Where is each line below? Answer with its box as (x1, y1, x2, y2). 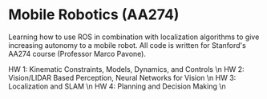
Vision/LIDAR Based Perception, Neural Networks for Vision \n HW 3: (8, 73, 237, 82)
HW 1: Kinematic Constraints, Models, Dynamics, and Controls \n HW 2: (8, 64, 245, 73)
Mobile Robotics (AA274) (8, 6, 180, 24)
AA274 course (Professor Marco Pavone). (8, 49, 147, 58)
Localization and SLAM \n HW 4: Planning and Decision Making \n (8, 81, 226, 91)
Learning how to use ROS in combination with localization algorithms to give (8, 32, 260, 42)
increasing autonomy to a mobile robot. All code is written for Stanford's (8, 40, 246, 49)
